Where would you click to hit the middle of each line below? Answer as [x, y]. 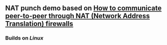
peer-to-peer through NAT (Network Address [77, 16]
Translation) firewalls [39, 24]
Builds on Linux [24, 38]
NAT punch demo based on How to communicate [83, 8]
